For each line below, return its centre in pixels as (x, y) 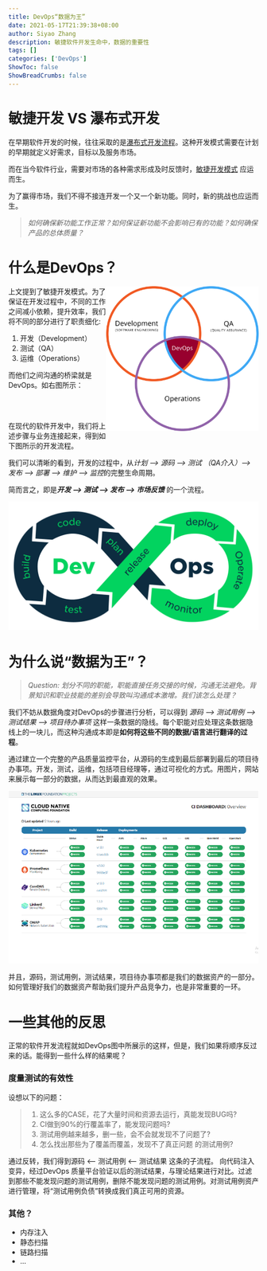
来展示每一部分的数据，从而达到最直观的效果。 (85, 779)
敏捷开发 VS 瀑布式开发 (84, 118)
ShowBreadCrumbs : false (48, 76)
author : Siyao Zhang (43, 33)
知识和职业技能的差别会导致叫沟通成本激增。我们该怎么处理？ (135, 695)
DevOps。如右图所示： (46, 385)
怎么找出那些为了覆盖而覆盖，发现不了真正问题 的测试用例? (136, 1144)
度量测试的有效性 (41, 1078)
